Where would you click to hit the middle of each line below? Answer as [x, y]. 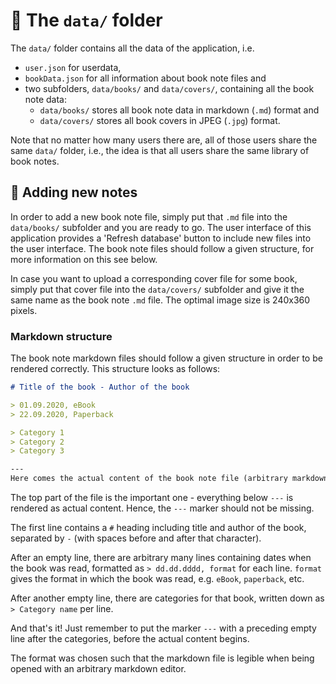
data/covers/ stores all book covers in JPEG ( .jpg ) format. [160, 120]
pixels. [24, 310]
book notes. [35, 161]
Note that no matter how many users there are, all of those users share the [164, 140]
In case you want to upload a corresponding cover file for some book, [154, 278]
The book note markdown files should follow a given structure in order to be [166, 358]
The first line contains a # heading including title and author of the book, [158, 528]
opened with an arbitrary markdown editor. [98, 669]
